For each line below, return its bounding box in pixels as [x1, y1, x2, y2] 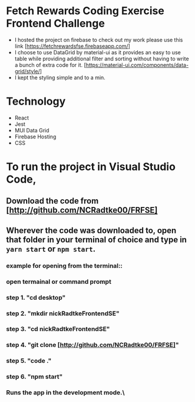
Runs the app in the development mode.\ [6, 388, 125, 397]
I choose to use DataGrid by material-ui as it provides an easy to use [14, 48, 181, 56]
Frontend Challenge [6, 17, 105, 30]
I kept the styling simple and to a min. [14, 74, 106, 81]
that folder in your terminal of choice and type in [6, 235, 187, 245]
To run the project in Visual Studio [6, 160, 176, 174]
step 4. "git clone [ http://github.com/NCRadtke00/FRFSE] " [6, 341, 179, 349]
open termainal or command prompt [6, 277, 112, 286]
